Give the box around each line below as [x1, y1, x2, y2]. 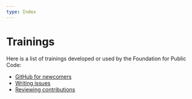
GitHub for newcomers [14, 73, 72, 80]
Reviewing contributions [14, 86, 75, 93]
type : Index [6, 8, 36, 15]
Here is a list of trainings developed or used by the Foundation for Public [6, 55, 187, 62]
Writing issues [14, 79, 51, 86]
